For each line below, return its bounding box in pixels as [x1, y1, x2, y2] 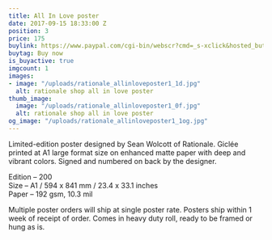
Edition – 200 [8, 171, 53, 182]
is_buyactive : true [8, 57, 74, 65]
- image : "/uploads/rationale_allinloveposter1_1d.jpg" [8, 79, 201, 87]
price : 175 [8, 34, 45, 43]
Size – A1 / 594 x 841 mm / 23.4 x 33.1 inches [8, 180, 159, 190]
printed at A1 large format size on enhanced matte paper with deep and [8, 147, 246, 158]
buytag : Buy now [8, 49, 63, 57]
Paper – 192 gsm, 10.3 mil [8, 189, 93, 199]
